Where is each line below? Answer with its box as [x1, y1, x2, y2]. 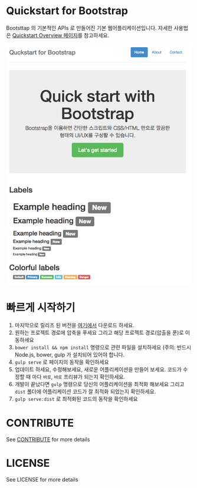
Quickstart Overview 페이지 [12, 31, 78, 39]
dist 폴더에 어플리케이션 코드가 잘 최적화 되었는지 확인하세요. [14, 388, 156, 395]
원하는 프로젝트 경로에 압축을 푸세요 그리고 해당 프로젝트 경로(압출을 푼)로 [14, 329, 184, 336]
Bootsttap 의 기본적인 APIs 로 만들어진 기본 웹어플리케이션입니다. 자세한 [6, 24, 173, 31]
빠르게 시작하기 [6, 301, 75, 315]
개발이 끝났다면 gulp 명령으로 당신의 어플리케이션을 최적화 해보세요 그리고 [14, 380, 185, 387]
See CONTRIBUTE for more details [6, 436, 90, 443]
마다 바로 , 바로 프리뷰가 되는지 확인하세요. [32, 373, 126, 380]
